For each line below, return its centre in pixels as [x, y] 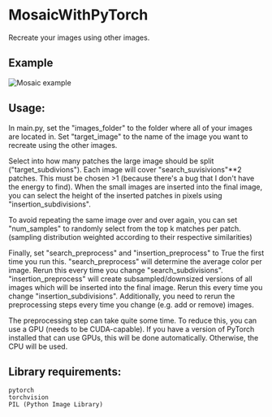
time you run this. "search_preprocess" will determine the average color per [135, 261]
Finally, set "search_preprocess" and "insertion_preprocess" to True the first [136, 253]
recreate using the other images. [63, 145]
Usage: [27, 109]
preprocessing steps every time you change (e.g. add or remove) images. [131, 304]
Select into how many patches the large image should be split [111, 161]
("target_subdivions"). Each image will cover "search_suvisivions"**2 [125, 169]
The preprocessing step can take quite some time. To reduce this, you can [133, 320]
